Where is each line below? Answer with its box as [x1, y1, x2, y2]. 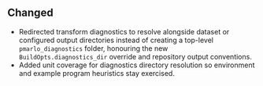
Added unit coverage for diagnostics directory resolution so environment [18, 60, 255, 70]
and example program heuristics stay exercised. [18, 68, 175, 77]
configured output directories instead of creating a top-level [18, 35, 214, 45]
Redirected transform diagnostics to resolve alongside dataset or [18, 27, 230, 36]
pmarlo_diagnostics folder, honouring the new [18, 43, 169, 53]
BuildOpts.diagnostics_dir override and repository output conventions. [18, 52, 253, 61]
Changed [7, 6, 54, 20]
